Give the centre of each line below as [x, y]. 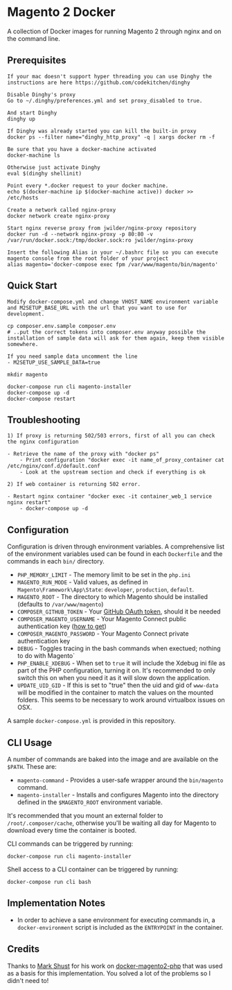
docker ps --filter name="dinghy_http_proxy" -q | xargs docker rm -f [111, 137]
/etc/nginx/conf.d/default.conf [54, 466]
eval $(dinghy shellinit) [44, 173]
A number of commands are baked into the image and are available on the [113, 759]
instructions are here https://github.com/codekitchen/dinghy [99, 82]
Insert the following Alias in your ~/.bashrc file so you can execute [113, 252]
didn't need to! [28, 980]
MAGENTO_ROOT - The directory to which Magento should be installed [113, 597]
